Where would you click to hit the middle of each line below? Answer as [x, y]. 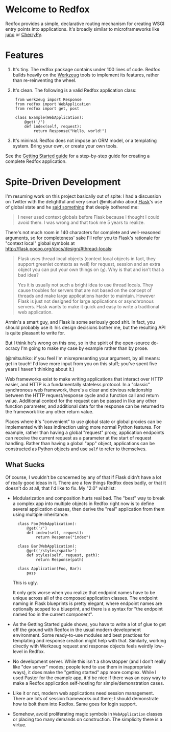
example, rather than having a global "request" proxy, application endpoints [85, 432]
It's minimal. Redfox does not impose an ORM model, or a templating [85, 140]
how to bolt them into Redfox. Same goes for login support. [75, 704]
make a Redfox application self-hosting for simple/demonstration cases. [88, 683]
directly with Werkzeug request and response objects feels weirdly [83, 646]
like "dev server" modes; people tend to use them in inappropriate [82, 666]
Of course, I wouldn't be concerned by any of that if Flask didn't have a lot [83, 477]
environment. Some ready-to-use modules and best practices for [81, 635]
